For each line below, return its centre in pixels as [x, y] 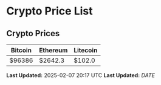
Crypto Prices [33, 33]
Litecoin [86, 50]
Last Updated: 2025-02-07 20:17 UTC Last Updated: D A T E [80, 75]
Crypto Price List [50, 11]
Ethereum [53, 50]
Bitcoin [21, 50]
